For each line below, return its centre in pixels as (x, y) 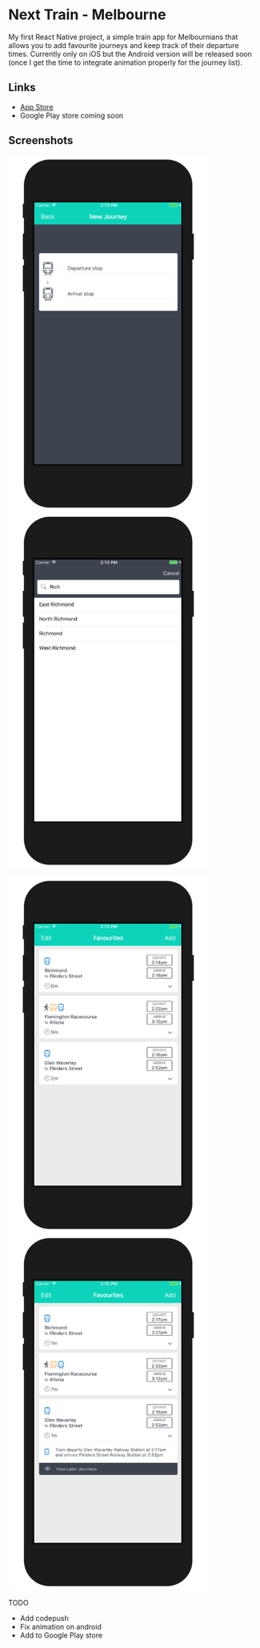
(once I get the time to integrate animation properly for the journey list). (125, 62)
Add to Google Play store (61, 1635)
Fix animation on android (60, 1626)
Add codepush (44, 1618)
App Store (36, 106)
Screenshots (41, 140)
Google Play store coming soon (72, 115)
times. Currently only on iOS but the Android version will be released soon (130, 54)
